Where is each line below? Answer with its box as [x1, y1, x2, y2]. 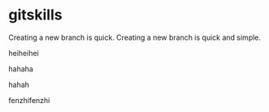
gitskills [8, 6, 63, 24]
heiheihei [8, 48, 39, 58]
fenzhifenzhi [8, 95, 50, 105]
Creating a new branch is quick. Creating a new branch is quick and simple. [8, 32, 262, 42]
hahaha [8, 63, 34, 74]
